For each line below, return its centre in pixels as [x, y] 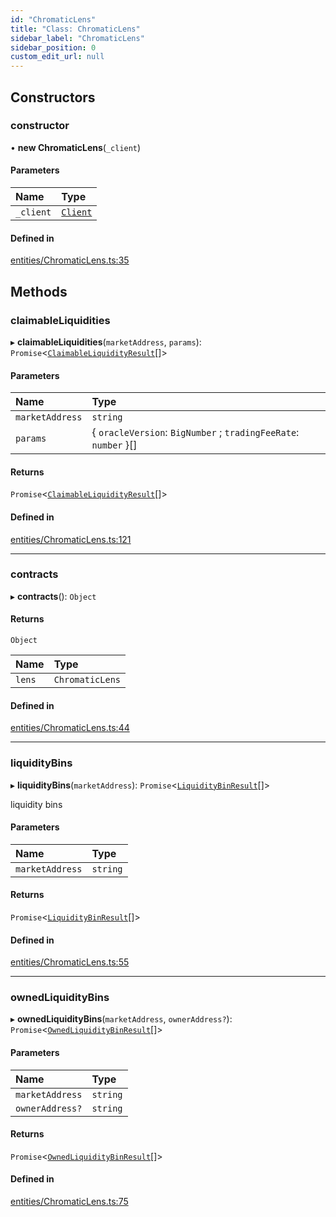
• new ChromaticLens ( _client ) [76, 147]
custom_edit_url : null [57, 57]
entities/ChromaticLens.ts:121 [71, 539]
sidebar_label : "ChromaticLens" [77, 38]
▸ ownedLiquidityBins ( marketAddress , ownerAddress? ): [121, 1019]
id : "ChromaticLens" [53, 19]
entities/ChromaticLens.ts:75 [69, 1202]
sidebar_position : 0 [53, 47]
